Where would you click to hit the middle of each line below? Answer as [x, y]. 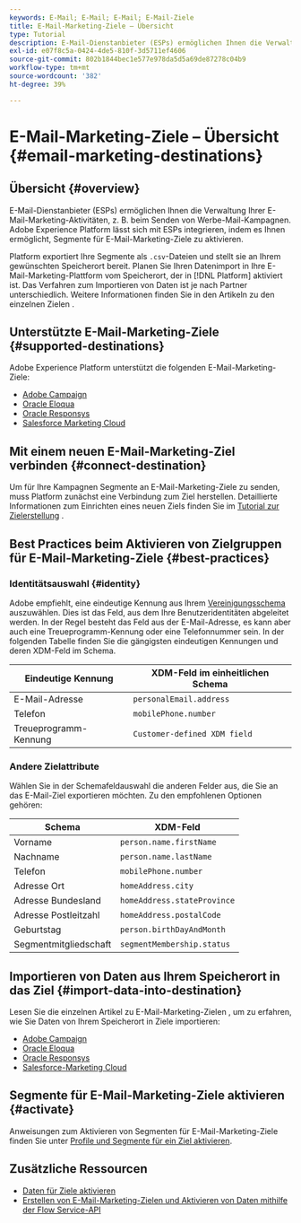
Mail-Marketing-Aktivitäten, [60, 220]
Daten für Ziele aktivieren [69, 1191]
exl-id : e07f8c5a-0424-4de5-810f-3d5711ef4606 [98, 51]
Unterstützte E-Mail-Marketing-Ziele [114, 332]
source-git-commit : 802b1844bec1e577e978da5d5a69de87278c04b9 [128, 59]
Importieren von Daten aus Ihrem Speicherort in [145, 976]
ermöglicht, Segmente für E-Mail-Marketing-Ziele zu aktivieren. [126, 239]
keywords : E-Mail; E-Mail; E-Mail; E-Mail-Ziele [102, 17]
